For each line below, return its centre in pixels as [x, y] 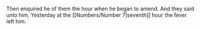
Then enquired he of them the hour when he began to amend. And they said [100, 9]
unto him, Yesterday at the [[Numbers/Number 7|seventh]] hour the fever [97, 15]
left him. [16, 21]
